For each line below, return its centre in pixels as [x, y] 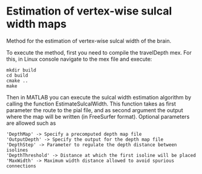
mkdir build [21, 70]
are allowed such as [31, 123]
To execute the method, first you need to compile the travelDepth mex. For [99, 52]
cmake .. [17, 81]
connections [21, 166]
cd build [17, 75]
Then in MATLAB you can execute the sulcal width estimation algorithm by [99, 97]
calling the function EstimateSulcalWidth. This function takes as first [91, 104]
